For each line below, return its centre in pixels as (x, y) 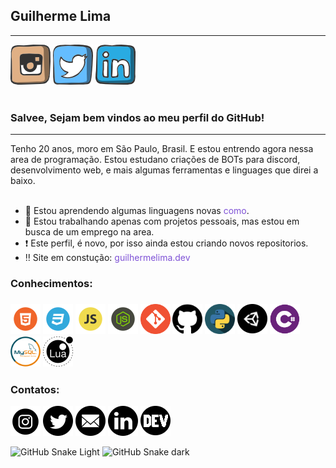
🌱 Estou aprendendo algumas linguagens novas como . (137, 211)
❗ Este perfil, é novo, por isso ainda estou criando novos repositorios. (166, 243)
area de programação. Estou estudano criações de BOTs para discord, (155, 160)
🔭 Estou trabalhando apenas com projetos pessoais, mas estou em (162, 221)
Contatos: (35, 389)
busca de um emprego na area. (89, 232)
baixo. (23, 181)
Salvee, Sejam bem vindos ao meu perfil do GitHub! (137, 117)
